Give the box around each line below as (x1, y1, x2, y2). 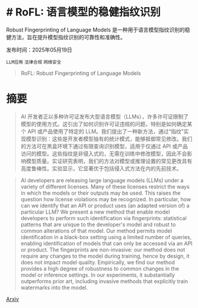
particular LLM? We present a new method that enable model (20, 208, 170, 215)
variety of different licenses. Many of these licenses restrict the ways (20, 183, 190, 190)
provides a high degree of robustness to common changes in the (20, 265, 180, 272)
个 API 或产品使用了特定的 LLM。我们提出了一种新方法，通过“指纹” (20, 128, 184, 135)
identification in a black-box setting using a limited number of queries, (20, 233, 192, 240)
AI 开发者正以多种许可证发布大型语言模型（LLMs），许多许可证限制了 (20, 113, 189, 120)
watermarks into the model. (20, 284, 88, 291)
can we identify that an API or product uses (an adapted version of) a (20, 202, 190, 209)
